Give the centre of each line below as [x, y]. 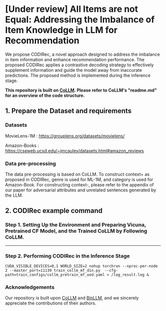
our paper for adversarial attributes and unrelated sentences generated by [81, 190]
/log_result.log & [130, 275]
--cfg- [111, 270]
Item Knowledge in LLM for [61, 30]
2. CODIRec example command [54, 211]
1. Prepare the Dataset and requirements [68, 111]
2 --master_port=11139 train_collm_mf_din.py [53, 270]
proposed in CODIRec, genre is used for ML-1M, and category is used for [79, 179]
